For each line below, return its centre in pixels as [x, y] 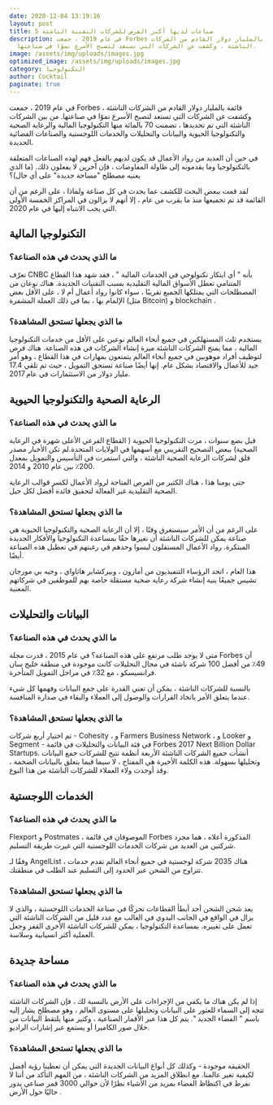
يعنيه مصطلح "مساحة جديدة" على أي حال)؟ [75, 175]
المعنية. [20, 589]
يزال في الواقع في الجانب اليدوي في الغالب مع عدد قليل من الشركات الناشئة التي [132, 918]
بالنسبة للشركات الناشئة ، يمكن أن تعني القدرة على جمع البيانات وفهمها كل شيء [130, 688]
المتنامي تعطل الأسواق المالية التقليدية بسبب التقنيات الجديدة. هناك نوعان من [125, 283]
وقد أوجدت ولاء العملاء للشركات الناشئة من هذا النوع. [89, 770]
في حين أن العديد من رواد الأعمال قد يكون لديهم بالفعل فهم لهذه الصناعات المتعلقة [134, 158]
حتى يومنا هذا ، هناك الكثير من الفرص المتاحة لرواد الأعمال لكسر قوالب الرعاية [127, 482]
